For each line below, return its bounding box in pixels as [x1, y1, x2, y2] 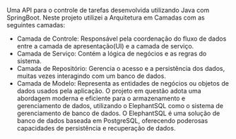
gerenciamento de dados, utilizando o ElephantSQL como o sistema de [16, 102, 224, 110]
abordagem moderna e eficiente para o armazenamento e [16, 94, 186, 102]
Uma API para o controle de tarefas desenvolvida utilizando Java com [6, 6, 210, 14]
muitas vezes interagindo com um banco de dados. [16, 72, 167, 80]
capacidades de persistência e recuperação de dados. [16, 124, 176, 132]
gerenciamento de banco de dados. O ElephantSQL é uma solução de [16, 109, 220, 117]
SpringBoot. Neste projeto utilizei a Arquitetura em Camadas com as [6, 13, 206, 22]
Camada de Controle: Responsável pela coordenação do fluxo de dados [16, 34, 227, 43]
